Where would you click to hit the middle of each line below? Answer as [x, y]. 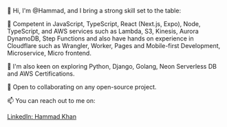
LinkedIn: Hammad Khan [42, 116]
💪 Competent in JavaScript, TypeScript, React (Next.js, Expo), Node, [104, 24]
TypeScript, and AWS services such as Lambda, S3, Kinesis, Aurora [103, 31]
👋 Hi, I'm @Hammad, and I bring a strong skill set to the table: [94, 11]
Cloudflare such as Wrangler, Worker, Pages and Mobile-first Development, [114, 46]
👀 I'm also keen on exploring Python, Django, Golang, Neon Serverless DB [112, 66]
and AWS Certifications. [41, 73]
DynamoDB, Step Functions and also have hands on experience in [100, 38]
